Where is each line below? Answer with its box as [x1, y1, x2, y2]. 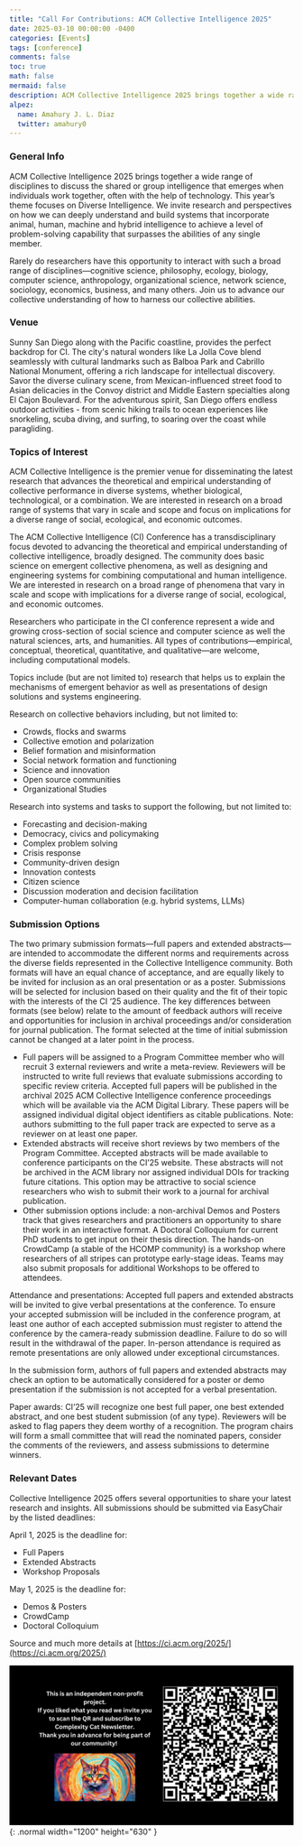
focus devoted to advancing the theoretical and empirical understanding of [9, 542, 288, 552]
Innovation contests [22, 867, 96, 877]
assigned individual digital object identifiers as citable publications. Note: [22, 1109, 294, 1120]
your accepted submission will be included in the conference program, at [9, 1309, 281, 1320]
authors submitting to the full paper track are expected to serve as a [22, 1119, 276, 1130]
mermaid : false [9, 81, 67, 90]
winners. [9, 1450, 42, 1461]
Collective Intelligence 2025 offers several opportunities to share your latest [9, 1492, 291, 1503]
